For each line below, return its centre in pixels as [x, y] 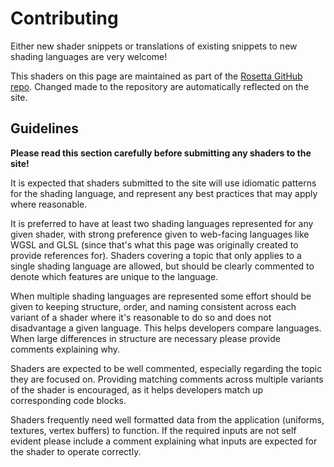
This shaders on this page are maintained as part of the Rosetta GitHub [156, 76]
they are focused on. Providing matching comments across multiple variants [167, 379]
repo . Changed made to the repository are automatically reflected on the [160, 86]
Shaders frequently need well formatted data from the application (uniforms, [167, 419]
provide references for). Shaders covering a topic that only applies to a [156, 255]
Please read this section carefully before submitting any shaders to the [161, 153]
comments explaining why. [65, 349]
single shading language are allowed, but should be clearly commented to [162, 266]
